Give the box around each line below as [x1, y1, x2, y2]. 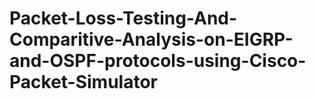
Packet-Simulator [9, 71, 159, 94]
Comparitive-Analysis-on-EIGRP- [9, 28, 294, 51]
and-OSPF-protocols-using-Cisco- [9, 50, 307, 72]
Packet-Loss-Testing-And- [9, 7, 238, 30]
